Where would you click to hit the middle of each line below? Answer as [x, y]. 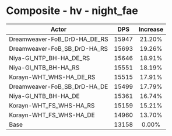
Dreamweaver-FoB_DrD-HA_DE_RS [59, 39]
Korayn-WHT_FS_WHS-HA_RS [52, 105]
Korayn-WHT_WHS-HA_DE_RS [52, 77]
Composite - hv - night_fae [72, 11]
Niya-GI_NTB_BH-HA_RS [44, 67]
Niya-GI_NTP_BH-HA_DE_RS [50, 58]
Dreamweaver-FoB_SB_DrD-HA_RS [59, 48]
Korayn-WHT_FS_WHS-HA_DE [52, 115]
